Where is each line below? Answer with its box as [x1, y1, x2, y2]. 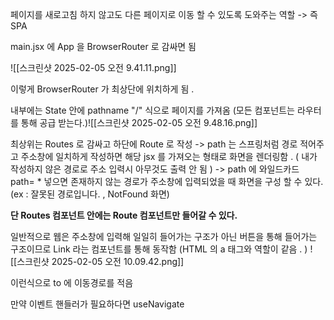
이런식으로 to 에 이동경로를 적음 [10, 277, 134, 288]
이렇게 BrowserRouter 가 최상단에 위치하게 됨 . [10, 83, 195, 95]
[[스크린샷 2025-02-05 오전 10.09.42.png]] [10, 256, 185, 267]
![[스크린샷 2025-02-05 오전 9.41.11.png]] [10, 62, 177, 73]
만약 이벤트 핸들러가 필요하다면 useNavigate [10, 298, 185, 310]
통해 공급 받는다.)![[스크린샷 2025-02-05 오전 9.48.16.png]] [20, 117, 258, 128]
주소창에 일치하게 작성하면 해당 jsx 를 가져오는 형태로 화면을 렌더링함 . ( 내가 [20, 151, 318, 162]
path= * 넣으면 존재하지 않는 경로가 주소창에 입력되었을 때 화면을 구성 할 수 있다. [10, 176, 324, 187]
